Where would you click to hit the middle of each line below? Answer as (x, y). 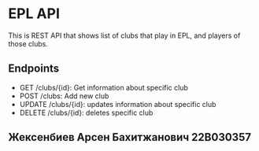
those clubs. (28, 43)
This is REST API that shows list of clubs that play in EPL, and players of (124, 35)
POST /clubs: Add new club (64, 96)
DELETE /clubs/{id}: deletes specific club (86, 112)
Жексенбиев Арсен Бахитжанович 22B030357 (130, 137)
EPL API (34, 14)
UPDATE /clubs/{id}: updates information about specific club (118, 104)
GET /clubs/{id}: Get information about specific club (104, 87)
